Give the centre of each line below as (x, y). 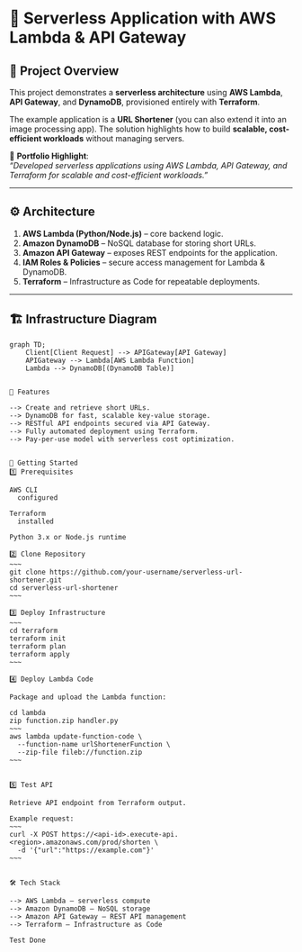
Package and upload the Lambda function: (88, 697)
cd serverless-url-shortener (64, 588)
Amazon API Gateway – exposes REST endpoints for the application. (150, 252)
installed (36, 521)
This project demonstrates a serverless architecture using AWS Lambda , (146, 92)
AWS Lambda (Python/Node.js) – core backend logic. (123, 233)
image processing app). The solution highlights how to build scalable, (138, 129)
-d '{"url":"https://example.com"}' (86, 850)
